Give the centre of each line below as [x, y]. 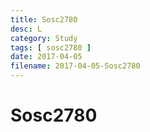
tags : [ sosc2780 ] [51, 47]
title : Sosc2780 [44, 19]
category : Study [44, 38]
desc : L [26, 29]
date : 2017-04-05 [46, 57]
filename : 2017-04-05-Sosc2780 [75, 66]
